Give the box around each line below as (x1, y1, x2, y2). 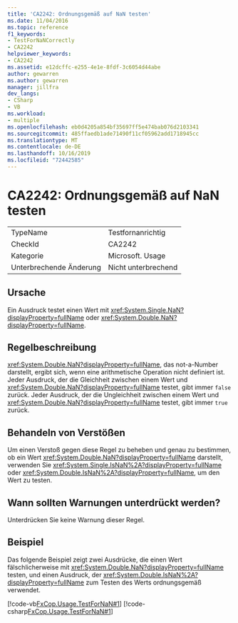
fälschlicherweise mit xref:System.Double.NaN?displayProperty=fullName (7, 562, 224, 572)
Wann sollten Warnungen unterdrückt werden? (7, 497, 221, 509)
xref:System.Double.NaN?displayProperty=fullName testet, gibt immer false (7, 383, 232, 392)
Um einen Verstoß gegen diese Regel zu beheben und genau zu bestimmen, (7, 446, 232, 454)
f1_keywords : (7, 30, 46, 38)
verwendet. (7, 585, 41, 594)
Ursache (7, 286, 46, 299)
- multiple (7, 116, 40, 124)
